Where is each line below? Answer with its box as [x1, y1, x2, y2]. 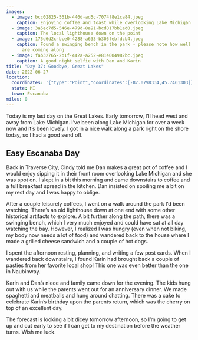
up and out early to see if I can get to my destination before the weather [6, 322, 181, 329]
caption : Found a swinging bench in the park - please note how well [16, 42, 192, 48]
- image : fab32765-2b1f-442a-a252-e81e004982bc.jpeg [11, 52, 144, 58]
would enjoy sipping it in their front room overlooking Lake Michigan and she [6, 170, 192, 177]
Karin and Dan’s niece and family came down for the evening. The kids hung [6, 279, 192, 286]
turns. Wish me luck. [6, 328, 56, 336]
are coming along [21, 47, 65, 53]
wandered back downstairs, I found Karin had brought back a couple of [6, 256, 180, 263]
